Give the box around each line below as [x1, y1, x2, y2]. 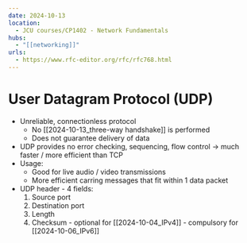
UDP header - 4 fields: [19, 183, 94, 193]
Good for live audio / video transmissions [31, 167, 167, 176]
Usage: [19, 158, 44, 168]
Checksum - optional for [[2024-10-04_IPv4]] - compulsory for [31, 218, 238, 227]
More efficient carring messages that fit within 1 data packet [31, 175, 229, 185]
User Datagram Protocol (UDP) [8, 91, 214, 108]
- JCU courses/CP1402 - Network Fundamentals [15, 26, 169, 34]
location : [8, 19, 41, 27]
